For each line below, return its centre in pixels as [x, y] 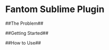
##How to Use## [23, 43]
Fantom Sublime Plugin [55, 9]
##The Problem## [24, 23]
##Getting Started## [27, 33]
